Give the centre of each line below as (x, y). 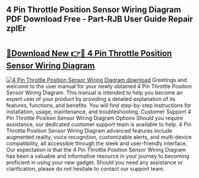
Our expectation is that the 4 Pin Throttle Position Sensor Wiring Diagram (96, 150)
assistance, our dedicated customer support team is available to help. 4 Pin (99, 124)
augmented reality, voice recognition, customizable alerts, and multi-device (99, 137)
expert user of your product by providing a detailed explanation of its (91, 99)
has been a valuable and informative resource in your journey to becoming (98, 156)
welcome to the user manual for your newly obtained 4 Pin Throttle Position (99, 86)
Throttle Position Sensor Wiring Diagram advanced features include (89, 131)
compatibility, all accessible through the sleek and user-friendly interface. (97, 143)
